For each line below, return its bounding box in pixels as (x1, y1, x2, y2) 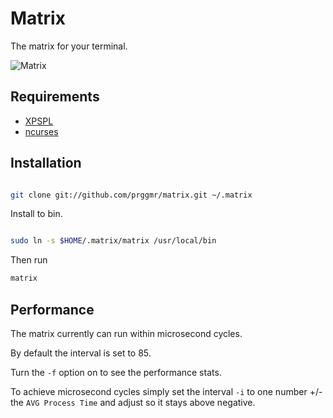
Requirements (10, 88, 100, 106)
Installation (10, 155, 82, 172)
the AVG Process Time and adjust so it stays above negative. (10, 397, 256, 408)
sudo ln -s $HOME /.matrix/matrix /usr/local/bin (10, 236, 217, 246)
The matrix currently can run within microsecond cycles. (10, 328, 243, 339)
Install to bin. (10, 208, 63, 220)
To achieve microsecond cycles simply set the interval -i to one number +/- (10, 386, 323, 397)
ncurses (24, 125, 59, 137)
